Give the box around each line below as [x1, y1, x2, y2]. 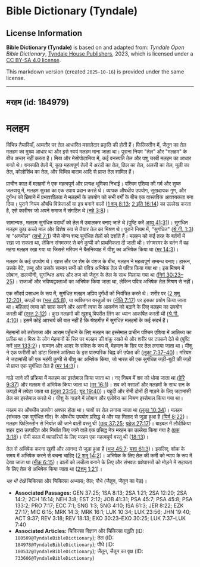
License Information [6, 28, 82, 38]
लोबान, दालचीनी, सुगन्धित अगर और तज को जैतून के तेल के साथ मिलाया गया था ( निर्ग [6, 271, 165, 278]
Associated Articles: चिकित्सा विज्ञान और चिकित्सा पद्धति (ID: [14, 528, 145, 535]
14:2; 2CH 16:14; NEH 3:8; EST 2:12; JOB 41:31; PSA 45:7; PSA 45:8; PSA [14, 496, 193, 503]
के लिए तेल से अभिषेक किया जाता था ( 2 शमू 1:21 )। [6, 465, 103, 473]
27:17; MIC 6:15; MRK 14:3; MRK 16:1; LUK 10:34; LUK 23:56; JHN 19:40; [14, 508, 191, 516]
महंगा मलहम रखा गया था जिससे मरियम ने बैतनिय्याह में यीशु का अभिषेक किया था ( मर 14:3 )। [6, 246, 179, 253]
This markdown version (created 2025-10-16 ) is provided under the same [6, 68, 185, 75]
